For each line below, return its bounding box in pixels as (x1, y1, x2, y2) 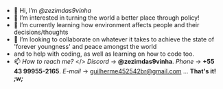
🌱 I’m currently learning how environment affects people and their (13, 21, 200, 29)
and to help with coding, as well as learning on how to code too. (13, 50, 194, 58)
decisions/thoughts (13, 28, 69, 36)
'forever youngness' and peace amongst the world (13, 43, 157, 50)
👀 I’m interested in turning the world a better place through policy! (13, 14, 200, 22)
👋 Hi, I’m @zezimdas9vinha (13, 7, 91, 14)
